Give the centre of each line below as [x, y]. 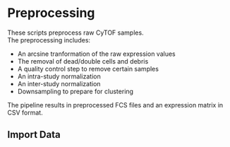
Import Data [34, 135]
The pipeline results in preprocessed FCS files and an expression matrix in [115, 105]
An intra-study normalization [59, 76]
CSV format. [25, 112]
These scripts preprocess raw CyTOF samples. [75, 33]
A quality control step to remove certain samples [88, 69]
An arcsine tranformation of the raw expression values [96, 54]
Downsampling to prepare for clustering [75, 91]
